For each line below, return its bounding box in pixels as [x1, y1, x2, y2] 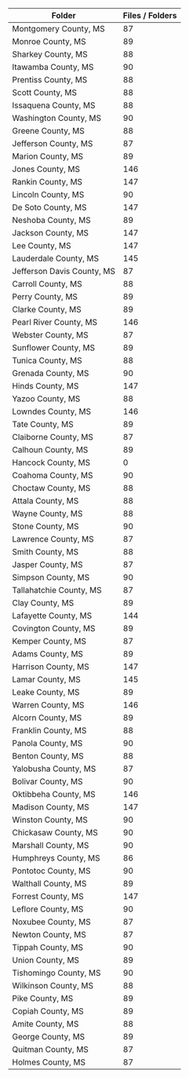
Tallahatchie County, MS [12, 585, 102, 595]
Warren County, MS [12, 700, 85, 710]
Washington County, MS [12, 113, 102, 123]
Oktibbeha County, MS [12, 789, 96, 799]
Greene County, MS [12, 126, 85, 136]
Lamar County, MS [12, 674, 81, 685]
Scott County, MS [12, 87, 77, 97]
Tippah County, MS [12, 942, 84, 952]
